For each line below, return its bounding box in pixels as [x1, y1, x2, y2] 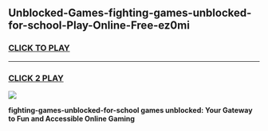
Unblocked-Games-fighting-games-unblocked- [8, 6, 252, 20]
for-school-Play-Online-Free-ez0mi [8, 19, 190, 33]
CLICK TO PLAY [8, 43, 70, 54]
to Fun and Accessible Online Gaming [8, 114, 136, 123]
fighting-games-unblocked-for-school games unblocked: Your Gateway [8, 105, 253, 114]
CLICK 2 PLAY [8, 72, 64, 83]
